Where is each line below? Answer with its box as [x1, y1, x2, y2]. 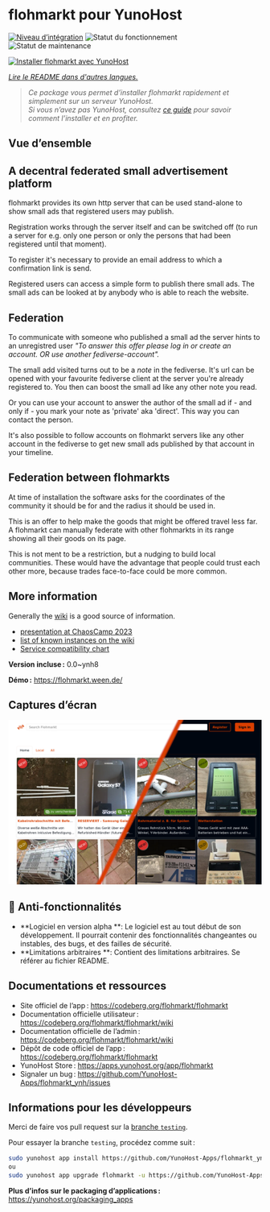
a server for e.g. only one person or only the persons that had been [8, 231, 231, 241]
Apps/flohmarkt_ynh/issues [19, 1078, 111, 1087]
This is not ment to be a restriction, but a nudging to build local [8, 549, 216, 559]
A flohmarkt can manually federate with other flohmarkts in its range [8, 525, 235, 535]
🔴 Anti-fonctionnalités [8, 900, 122, 914]
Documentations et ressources [8, 979, 167, 993]
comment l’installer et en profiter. [27, 113, 138, 122]
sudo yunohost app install [8, 1154, 99, 1163]
